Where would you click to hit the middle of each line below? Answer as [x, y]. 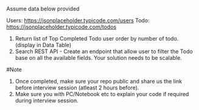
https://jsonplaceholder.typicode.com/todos [61, 27]
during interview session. [47, 100]
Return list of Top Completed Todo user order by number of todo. [97, 38]
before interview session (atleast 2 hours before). [77, 88]
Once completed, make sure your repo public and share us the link [99, 81]
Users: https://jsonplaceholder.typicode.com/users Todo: [78, 20]
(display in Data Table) [43, 45]
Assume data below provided [43, 9]
